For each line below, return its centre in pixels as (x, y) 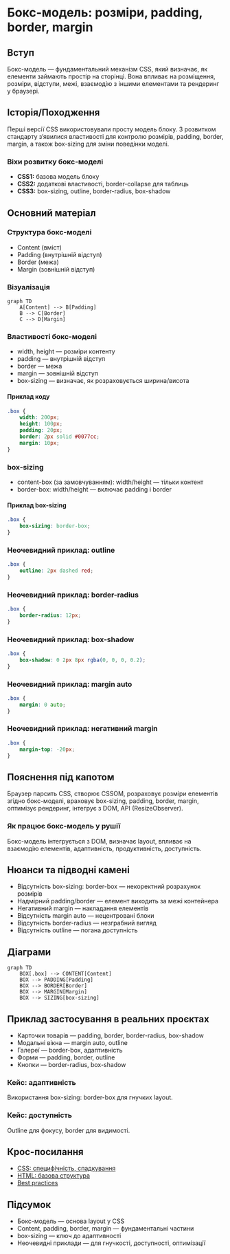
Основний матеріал (51, 213)
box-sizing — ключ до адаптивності (69, 1236)
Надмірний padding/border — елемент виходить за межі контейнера (117, 901)
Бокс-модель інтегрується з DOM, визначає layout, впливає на (99, 841)
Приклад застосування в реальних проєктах (108, 1019)
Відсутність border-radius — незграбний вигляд (87, 923)
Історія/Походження (54, 112)
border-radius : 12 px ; (50, 615)
